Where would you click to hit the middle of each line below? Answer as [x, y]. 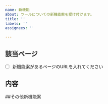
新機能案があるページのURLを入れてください [58, 66]
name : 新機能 [17, 10]
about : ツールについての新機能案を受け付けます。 [50, 14]
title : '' [15, 19]
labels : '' [16, 24]
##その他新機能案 [23, 97]
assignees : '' [20, 28]
